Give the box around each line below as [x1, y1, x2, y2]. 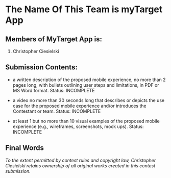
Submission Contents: [5, 63, 78, 72]
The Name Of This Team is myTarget [5, 4, 163, 15]
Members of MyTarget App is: [5, 35, 102, 43]
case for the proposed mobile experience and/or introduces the [12, 103, 146, 109]
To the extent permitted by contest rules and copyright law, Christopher [5, 157, 156, 163]
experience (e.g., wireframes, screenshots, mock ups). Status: [12, 123, 144, 130]
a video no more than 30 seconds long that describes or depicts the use [12, 97, 165, 103]
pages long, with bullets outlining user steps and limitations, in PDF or [12, 82, 159, 88]
